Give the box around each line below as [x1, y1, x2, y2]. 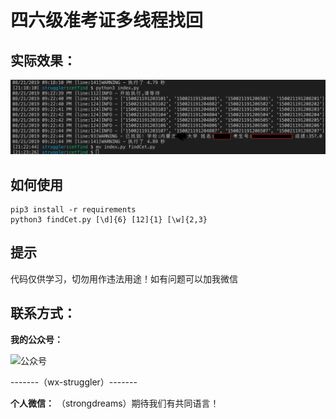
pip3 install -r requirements [10, 204, 137, 215]
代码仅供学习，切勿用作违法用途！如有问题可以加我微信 [10, 272, 238, 285]
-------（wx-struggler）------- [10, 376, 138, 388]
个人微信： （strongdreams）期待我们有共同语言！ [10, 397, 220, 409]
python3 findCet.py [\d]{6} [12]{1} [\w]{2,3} [10, 214, 208, 225]
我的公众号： [10, 333, 63, 345]
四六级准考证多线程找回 [10, 9, 204, 32]
